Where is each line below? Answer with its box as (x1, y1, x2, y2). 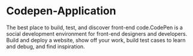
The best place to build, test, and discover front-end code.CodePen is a (6, 24, 183, 31)
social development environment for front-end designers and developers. (6, 30, 188, 37)
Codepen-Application (6, 4, 116, 18)
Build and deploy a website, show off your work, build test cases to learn (6, 36, 186, 43)
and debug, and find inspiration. (6, 43, 85, 50)
